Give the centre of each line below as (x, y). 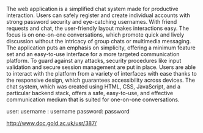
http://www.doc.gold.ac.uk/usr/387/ (52, 123)
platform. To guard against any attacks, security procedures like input (94, 61)
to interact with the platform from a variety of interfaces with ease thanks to (102, 74)
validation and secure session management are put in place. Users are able (101, 67)
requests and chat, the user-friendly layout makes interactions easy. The (98, 28)
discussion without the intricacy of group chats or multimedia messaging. (99, 41)
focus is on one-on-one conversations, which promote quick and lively (95, 35)
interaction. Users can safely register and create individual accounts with (98, 15)
